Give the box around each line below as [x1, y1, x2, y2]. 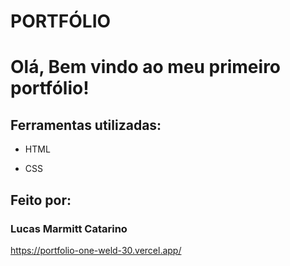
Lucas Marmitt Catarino [10, 221, 128, 235]
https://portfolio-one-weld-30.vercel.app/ [10, 244, 182, 256]
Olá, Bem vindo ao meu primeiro [10, 56, 282, 79]
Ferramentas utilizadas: [10, 116, 162, 134]
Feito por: [10, 191, 72, 209]
